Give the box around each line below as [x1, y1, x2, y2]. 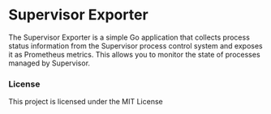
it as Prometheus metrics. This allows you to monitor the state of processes [8, 49, 261, 59]
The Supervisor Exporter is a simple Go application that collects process [8, 32, 250, 42]
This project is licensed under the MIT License [8, 97, 164, 107]
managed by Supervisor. [8, 58, 91, 68]
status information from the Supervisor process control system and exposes [8, 40, 263, 50]
